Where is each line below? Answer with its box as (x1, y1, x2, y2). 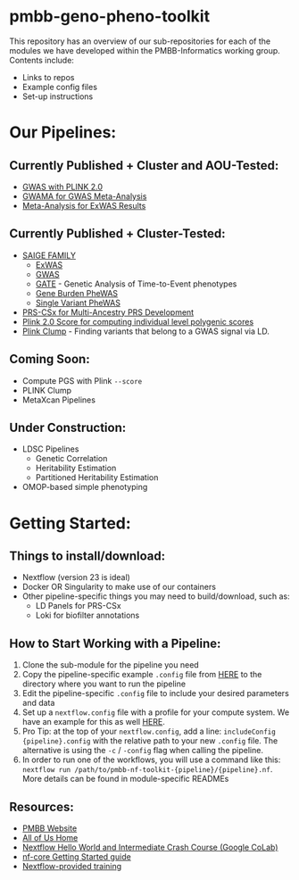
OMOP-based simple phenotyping (21, 482, 148, 493)
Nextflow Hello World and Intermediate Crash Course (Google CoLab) (21, 842, 278, 852)
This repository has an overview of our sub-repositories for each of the (9, 36, 271, 46)
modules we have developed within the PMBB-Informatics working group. (9, 45, 281, 55)
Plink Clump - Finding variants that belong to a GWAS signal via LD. (21, 326, 270, 336)
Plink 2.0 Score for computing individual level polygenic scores (21, 316, 254, 327)
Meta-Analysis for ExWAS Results (21, 200, 146, 211)
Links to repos (21, 71, 75, 82)
